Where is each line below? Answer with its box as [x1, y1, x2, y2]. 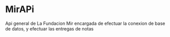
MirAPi [5, 4, 35, 15]
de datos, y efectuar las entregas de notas [5, 25, 94, 31]
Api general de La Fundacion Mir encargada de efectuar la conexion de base [5, 20, 165, 26]
